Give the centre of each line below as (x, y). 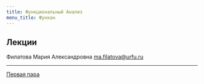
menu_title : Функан (31, 18)
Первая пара (23, 74)
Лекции (22, 42)
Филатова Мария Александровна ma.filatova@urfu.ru (75, 57)
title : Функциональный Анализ (45, 12)
